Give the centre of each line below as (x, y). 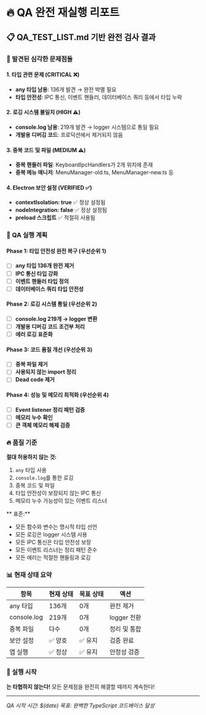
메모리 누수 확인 (34, 417)
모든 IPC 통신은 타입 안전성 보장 (53, 542)
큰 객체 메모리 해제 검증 (43, 425)
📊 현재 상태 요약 (29, 575)
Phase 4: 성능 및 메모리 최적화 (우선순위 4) (58, 395)
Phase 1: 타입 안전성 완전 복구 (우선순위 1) (56, 251)
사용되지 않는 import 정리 (46, 372)
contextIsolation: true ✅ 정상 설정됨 (60, 203)
